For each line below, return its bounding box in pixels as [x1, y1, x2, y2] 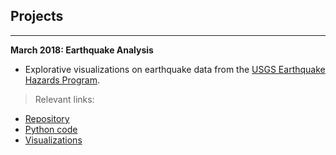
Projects [10, 8, 64, 25]
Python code [24, 123, 78, 135]
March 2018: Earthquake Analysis [10, 44, 154, 56]
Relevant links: [34, 93, 95, 105]
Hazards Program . [24, 74, 100, 86]
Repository [24, 112, 70, 124]
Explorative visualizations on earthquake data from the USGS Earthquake [24, 63, 326, 75]
